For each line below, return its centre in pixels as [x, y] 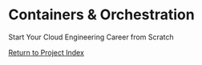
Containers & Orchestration [101, 15]
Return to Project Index [46, 52]
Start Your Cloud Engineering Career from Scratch [91, 37]
